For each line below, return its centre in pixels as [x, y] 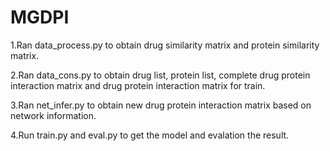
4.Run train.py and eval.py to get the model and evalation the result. [150, 135]
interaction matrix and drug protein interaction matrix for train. [138, 85]
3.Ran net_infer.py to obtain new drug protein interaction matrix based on [161, 105]
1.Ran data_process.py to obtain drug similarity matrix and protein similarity [165, 45]
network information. [53, 115]
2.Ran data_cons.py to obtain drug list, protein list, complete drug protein [160, 75]
